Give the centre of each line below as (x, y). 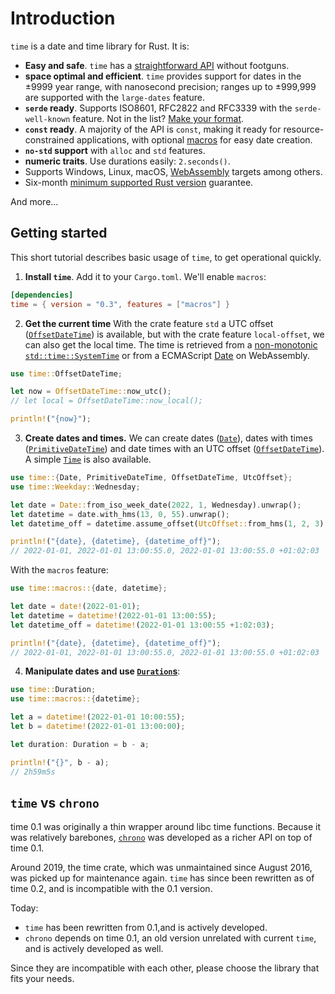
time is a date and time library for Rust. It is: (100, 46)
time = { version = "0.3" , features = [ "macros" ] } (120, 304)
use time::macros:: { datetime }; (75, 699)
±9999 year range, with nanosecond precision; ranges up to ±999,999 (170, 86)
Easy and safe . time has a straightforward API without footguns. (157, 65)
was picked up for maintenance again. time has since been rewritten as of (162, 878)
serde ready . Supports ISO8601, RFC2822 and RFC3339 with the (158, 108)
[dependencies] (42, 295)
